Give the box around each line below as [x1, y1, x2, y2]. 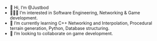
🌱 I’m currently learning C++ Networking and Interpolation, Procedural [9, 20, 153, 26]
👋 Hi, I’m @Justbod [9, 5, 49, 10]
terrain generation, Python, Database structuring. [9, 25, 110, 31]
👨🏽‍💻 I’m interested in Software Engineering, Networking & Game [9, 10, 140, 16]
